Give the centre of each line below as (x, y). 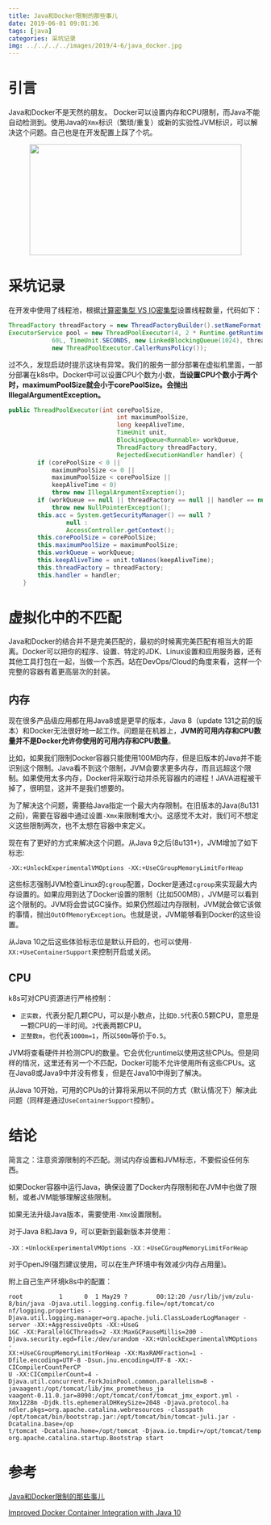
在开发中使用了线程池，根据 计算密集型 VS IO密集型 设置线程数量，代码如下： (135, 310)
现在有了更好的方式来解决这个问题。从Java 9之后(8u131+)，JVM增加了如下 (133, 843)
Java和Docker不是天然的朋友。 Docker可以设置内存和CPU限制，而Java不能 (134, 112)
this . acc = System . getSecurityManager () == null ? (124, 515)
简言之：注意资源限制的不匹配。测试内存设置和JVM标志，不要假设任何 (126, 1160)
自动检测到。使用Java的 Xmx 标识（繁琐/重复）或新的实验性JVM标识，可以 (130, 123)
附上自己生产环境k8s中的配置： (60, 1281)
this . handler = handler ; (79, 575)
